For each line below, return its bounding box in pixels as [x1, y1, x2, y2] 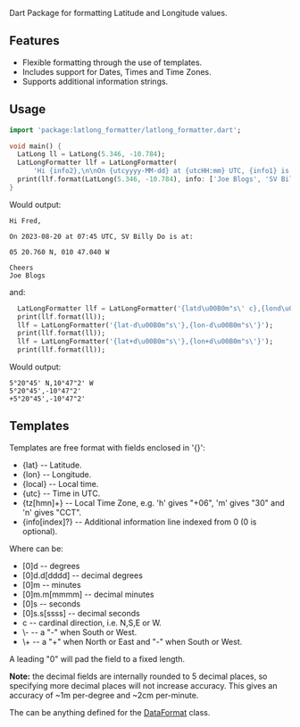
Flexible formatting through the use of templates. [21, 57, 203, 68]
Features [9, 33, 60, 48]
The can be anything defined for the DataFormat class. [9, 706, 211, 717]
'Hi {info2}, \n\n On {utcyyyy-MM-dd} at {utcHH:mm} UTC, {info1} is [32, 167, 290, 176]
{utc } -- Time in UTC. [21, 488, 101, 499]
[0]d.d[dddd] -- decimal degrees [21, 570, 143, 581]
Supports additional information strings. [21, 76, 169, 87]
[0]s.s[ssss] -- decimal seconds [21, 607, 140, 618]
